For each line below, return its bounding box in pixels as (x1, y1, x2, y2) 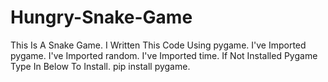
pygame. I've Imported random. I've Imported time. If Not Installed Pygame (10, 49, 318, 61)
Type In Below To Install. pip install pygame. (10, 60, 191, 72)
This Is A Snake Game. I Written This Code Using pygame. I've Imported (10, 39, 307, 51)
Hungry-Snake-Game (10, 6, 193, 29)
